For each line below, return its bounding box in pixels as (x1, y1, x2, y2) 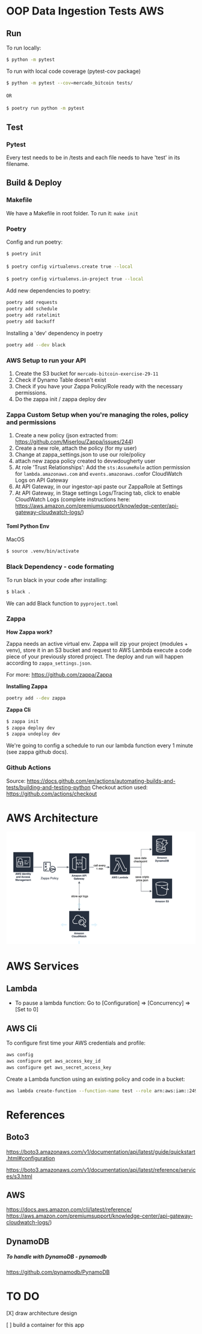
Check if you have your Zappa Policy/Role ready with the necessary (14, 382, 183, 390)
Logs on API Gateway (14, 476, 69, 484)
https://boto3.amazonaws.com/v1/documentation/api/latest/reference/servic (6, 1166, 196, 1174)
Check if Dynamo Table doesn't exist (14, 376, 106, 384)
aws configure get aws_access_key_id (6, 1058, 101, 1064)
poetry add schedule (6, 306, 58, 312)
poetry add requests (6, 300, 58, 306)
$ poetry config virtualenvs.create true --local (6, 264, 133, 270)
